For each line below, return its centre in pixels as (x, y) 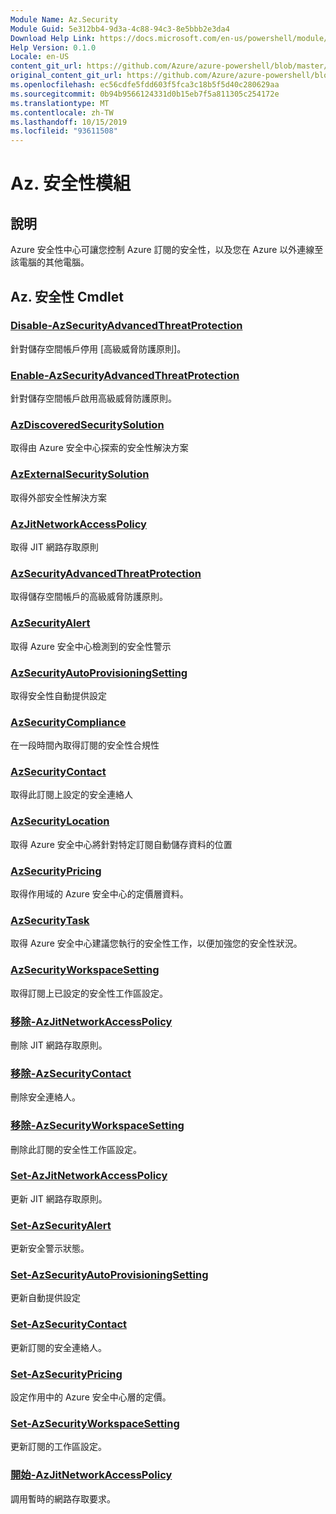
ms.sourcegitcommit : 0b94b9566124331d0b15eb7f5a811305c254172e (145, 94)
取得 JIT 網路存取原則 (54, 547)
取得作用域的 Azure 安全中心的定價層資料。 (99, 894)
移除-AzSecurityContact (71, 1073)
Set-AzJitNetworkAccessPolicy (89, 1176)
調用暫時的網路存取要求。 (63, 1498)
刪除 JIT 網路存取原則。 (59, 1045)
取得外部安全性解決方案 (58, 497)
